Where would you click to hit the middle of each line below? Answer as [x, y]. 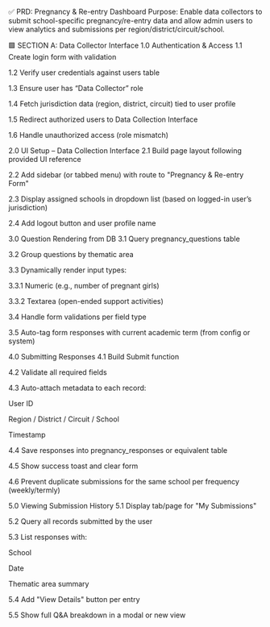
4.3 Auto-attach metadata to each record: [77, 388]
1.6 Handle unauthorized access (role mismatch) [89, 135]
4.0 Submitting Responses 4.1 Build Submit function [94, 357]
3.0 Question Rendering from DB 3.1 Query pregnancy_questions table [124, 239]
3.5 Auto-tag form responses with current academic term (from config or [129, 332]
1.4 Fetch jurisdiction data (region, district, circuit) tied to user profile [122, 104]
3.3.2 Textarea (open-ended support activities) [86, 301]
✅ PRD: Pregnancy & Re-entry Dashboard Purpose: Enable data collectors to [135, 12]
